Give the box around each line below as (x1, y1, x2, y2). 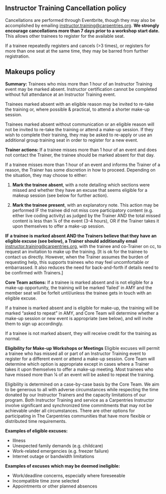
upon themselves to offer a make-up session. (12, 223, 105, 229)
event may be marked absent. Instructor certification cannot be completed (5, 86, 157, 92)
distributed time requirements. (5, 418, 67, 424)
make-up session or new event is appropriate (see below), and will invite (5, 315, 153, 321)
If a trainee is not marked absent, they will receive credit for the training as (5, 330, 157, 336)
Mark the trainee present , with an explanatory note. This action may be (12, 202, 159, 208)
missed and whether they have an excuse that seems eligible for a (12, 187, 148, 193)
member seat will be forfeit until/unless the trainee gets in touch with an (5, 290, 152, 296)
